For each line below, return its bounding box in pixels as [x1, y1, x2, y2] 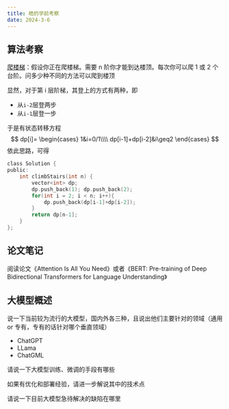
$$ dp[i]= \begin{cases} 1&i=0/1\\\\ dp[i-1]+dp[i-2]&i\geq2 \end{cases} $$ [10, 135, 219, 143]
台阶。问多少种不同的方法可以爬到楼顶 [7, 71, 115, 80]
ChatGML [16, 351, 44, 359]
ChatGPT [16, 336, 43, 344]
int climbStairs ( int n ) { [19, 173, 94, 180]
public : [7, 167, 29, 174]
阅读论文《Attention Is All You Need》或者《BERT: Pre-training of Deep [7, 264, 207, 272]
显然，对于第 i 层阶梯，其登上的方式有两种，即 [7, 86, 138, 95]
